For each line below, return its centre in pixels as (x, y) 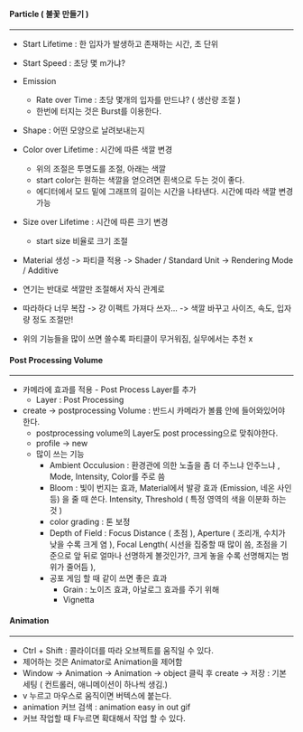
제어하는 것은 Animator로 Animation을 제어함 (102, 662)
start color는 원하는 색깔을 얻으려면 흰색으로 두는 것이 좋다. (140, 180)
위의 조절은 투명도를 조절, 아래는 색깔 (101, 169)
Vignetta (78, 600)
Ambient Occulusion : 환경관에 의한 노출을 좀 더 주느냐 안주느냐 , (165, 465)
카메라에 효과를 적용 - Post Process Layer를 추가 (109, 389)
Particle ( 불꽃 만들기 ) (49, 14)
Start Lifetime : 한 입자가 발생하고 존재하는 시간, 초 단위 (120, 44)
